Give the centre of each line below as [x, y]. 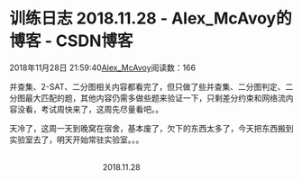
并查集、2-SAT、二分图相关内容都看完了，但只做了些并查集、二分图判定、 [147, 86]
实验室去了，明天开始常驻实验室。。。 [77, 139]
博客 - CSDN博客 [71, 41]
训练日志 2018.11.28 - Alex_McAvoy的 [151, 18]
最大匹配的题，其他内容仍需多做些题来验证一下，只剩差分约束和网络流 [155, 98]
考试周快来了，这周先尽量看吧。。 [102, 109]
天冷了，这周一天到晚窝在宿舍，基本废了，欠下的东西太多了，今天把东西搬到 [151, 128]
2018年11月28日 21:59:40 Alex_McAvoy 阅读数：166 [103, 67]
